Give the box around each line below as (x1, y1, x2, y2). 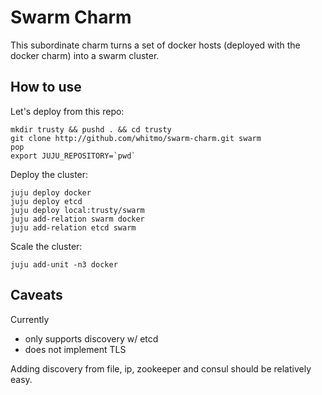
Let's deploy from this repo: (10, 105, 125, 117)
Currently (10, 313, 50, 325)
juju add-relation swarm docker (10, 214, 145, 224)
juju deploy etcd (10, 196, 83, 206)
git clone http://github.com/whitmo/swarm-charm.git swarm (10, 133, 262, 143)
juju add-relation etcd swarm (10, 222, 137, 233)
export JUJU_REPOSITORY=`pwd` (10, 151, 137, 161)
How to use (10, 79, 82, 96)
